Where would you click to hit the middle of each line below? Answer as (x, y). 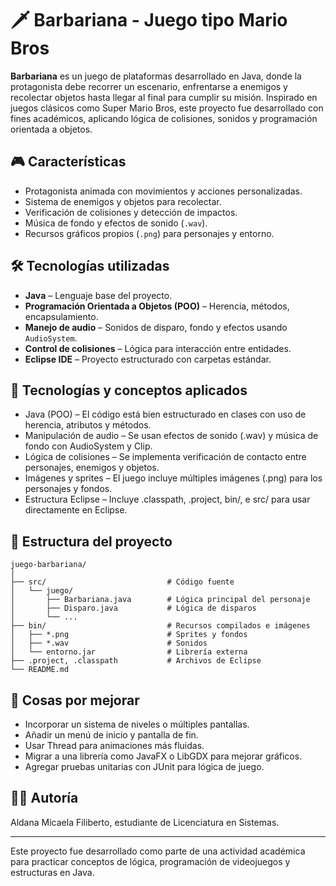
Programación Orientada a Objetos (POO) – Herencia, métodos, (157, 306)
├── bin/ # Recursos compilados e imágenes (160, 626)
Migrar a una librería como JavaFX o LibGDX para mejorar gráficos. (163, 756)
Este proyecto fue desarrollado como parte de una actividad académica (158, 851)
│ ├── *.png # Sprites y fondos (129, 635)
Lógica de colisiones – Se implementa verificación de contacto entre (165, 457)
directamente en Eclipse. (76, 510)
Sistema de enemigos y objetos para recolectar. (123, 201)
